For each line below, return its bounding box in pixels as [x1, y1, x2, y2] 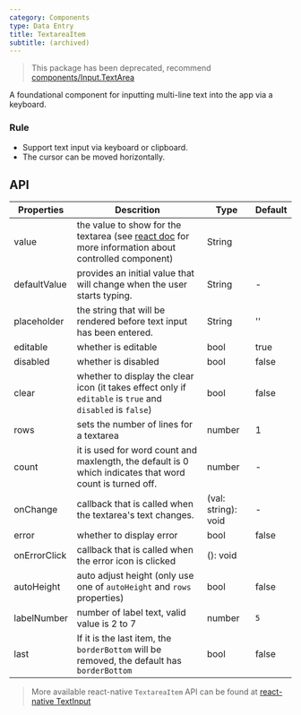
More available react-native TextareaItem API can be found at [30, 686, 258, 697]
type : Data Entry [9, 22, 74, 30]
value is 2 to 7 [76, 617, 137, 630]
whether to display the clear [76, 370, 194, 383]
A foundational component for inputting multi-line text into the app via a [9, 90, 273, 100]
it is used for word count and [76, 444, 197, 457]
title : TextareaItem [9, 30, 87, 39]
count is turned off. [76, 478, 158, 490]
